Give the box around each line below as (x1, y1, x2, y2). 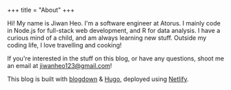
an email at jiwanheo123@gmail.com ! (7, 62, 112, 69)
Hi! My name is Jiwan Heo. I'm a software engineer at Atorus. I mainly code (7, 19, 221, 27)
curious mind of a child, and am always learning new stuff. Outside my (7, 34, 207, 42)
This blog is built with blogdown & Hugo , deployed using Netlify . (7, 75, 190, 83)
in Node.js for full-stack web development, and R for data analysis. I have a (7, 27, 221, 34)
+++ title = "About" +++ (7, 6, 75, 14)
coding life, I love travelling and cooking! (7, 41, 122, 49)
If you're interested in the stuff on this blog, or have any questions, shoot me (7, 54, 224, 63)
